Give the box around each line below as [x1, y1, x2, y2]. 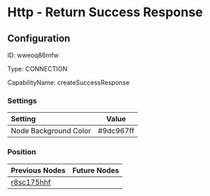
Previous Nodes [11, 165, 66, 175]
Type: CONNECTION [7, 65, 68, 73]
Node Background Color [11, 126, 92, 136]
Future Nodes [72, 165, 119, 175]
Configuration [7, 32, 71, 44]
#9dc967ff [98, 126, 134, 136]
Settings [7, 96, 37, 106]
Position [7, 147, 37, 157]
